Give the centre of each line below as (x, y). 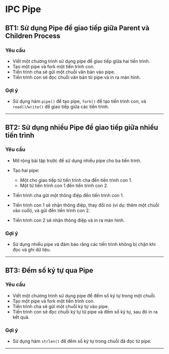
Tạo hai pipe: (26, 170)
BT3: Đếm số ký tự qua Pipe (49, 270)
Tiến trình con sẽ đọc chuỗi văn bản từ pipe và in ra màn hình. (77, 77)
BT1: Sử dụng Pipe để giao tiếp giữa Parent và (77, 28)
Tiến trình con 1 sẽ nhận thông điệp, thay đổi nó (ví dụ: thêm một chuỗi (86, 205)
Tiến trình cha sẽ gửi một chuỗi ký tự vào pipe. (61, 306)
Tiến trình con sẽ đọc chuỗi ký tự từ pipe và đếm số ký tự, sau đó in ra (85, 312)
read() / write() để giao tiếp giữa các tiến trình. (61, 107)
